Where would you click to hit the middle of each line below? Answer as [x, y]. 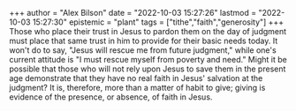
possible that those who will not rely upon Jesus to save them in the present [148, 69]
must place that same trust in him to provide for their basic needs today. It [144, 41]
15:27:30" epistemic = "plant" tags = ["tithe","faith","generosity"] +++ [158, 22]
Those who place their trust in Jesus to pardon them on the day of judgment [148, 31]
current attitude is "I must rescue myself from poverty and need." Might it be [148, 59]
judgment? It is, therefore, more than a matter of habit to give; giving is [137, 88]
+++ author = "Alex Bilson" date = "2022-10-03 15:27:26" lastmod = [133, 13]
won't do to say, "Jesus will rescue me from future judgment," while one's [143, 50]
